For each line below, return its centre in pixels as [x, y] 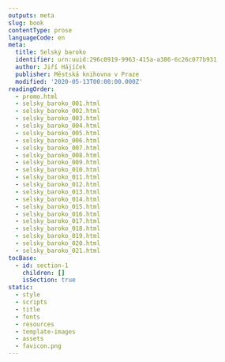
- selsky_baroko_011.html [58, 177]
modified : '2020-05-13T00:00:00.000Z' [79, 81]
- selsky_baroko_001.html [58, 104]
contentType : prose [40, 30]
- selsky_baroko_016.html [58, 214]
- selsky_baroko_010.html [58, 170]
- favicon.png [38, 346]
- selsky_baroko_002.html [58, 111]
